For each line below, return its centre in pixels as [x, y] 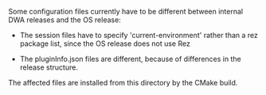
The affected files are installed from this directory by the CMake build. [123, 83]
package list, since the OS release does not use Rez [105, 44]
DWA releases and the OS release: [65, 20]
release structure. [49, 67]
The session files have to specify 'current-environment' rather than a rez [139, 35]
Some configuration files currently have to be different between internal [126, 11]
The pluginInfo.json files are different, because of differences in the [130, 59]
